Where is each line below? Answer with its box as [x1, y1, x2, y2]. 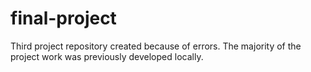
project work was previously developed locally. [10, 50, 204, 62]
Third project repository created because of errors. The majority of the [10, 40, 302, 52]
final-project [10, 7, 117, 30]
